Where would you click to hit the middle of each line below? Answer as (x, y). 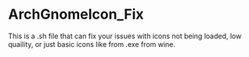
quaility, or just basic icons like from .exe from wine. (92, 44)
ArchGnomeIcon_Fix (76, 14)
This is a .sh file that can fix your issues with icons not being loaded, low (125, 36)
